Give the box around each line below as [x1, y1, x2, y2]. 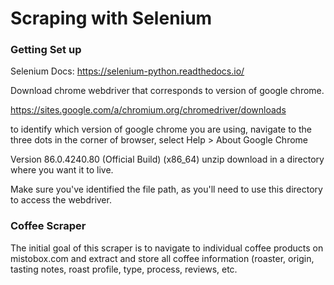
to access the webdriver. [10, 194, 112, 206]
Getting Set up [10, 43, 82, 57]
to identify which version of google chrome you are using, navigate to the [10, 123, 312, 136]
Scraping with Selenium [10, 7, 213, 30]
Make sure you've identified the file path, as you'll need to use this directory [10, 183, 323, 196]
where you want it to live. [10, 164, 114, 176]
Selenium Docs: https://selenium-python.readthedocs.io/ [10, 65, 245, 77]
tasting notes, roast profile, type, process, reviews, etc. [10, 263, 238, 275]
